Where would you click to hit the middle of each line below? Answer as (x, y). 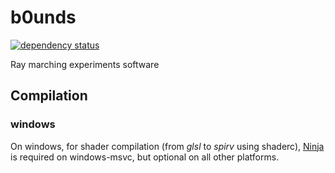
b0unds (43, 17)
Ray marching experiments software (85, 64)
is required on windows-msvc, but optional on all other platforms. (145, 157)
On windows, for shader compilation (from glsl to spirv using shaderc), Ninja (167, 146)
